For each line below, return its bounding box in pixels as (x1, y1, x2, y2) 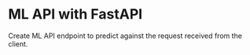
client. (8, 39, 28, 48)
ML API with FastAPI (8, 5, 143, 23)
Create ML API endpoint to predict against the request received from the (8, 31, 242, 40)
